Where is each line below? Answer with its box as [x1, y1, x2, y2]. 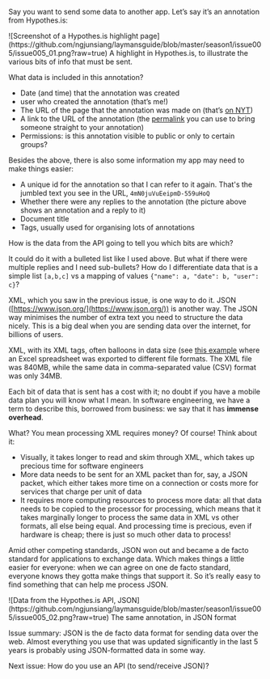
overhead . [8, 412, 44, 422]
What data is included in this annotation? [8, 73, 144, 82]
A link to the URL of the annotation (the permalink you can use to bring [19, 114, 255, 124]
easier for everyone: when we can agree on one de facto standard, [8, 563, 231, 572]
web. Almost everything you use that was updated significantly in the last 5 [8, 637, 259, 646]
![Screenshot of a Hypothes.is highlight [8, 32, 139, 40]
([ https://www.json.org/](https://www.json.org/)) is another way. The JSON [8, 304, 258, 314]
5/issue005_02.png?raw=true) [8, 613, 109, 622]
